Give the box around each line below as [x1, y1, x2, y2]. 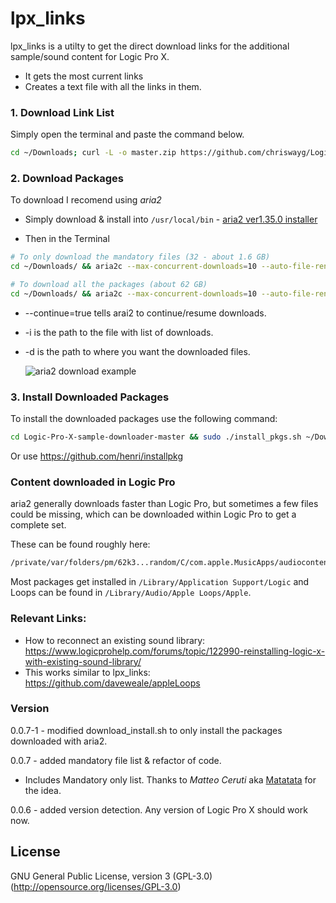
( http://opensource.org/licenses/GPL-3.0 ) [10, 880, 182, 892]
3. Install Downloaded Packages [10, 390, 170, 404]
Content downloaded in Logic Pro [10, 475, 176, 489]
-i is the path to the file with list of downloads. [24, 326, 214, 338]
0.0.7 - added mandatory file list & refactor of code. [10, 754, 222, 766]
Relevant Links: [10, 612, 87, 626]
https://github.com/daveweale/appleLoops [24, 677, 201, 689]
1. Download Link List [10, 105, 115, 119]
